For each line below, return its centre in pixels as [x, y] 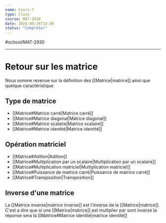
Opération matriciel [36, 145]
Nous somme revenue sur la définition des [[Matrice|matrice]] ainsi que [78, 81]
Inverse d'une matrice [40, 193]
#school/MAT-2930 [25, 42]
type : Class [17, 14]
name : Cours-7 [20, 10]
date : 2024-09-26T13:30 [30, 23]
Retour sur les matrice [51, 67]
